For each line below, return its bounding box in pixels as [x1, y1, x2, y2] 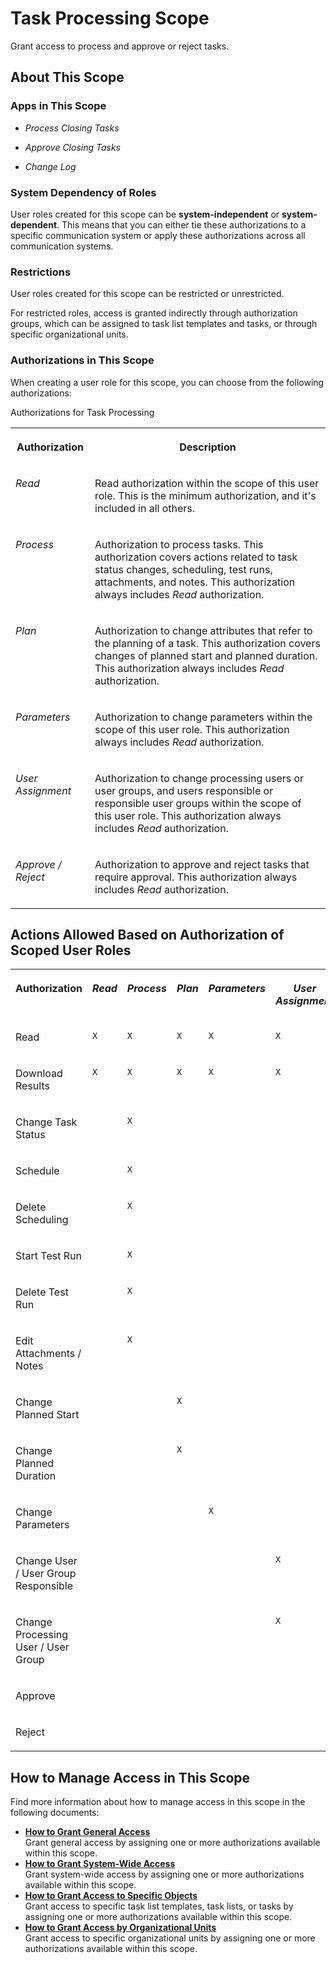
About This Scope [10, 69, 125, 86]
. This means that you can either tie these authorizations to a [56, 218, 307, 231]
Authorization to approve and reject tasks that [94, 857, 310, 871]
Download [15, 1067, 63, 1081]
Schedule [15, 1164, 60, 1178]
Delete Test [15, 1285, 69, 1299]
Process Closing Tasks [24, 122, 120, 134]
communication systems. [10, 240, 114, 252]
